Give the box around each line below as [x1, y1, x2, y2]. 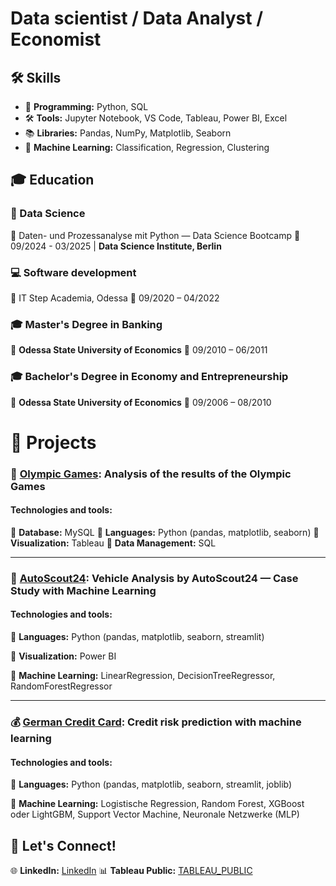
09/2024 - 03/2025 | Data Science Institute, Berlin [10, 240, 222, 252]
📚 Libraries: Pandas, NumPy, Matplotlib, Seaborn [24, 127, 232, 139]
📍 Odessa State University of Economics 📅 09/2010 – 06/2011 [10, 344, 268, 356]
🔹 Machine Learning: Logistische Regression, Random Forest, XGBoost [10, 798, 305, 810]
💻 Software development [10, 265, 137, 279]
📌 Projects [10, 431, 97, 454]
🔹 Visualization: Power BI [10, 650, 117, 662]
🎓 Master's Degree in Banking [10, 317, 163, 331]
